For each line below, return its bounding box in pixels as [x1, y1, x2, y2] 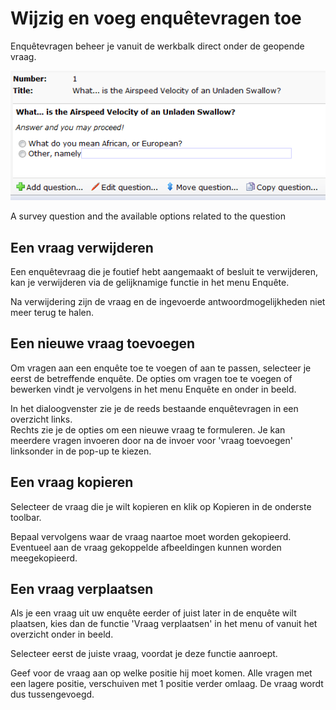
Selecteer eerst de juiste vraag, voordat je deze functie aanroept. [10, 648, 278, 660]
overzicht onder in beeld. [10, 628, 114, 641]
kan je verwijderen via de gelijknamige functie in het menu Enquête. [10, 277, 290, 289]
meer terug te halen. [10, 307, 95, 319]
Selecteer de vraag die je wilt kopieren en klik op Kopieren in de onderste [10, 500, 312, 512]
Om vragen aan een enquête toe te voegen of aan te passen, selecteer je [10, 362, 312, 374]
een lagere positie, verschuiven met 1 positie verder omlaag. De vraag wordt [10, 678, 324, 690]
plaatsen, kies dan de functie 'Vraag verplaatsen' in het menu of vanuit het [10, 618, 318, 630]
